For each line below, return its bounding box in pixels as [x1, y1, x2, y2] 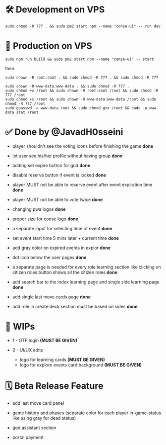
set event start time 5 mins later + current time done [12, 235, 119, 241]
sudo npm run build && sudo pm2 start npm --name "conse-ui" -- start [5, 57, 154, 62]
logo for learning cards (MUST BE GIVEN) [19, 356, 105, 362]
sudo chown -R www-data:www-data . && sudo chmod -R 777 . [5, 84, 130, 89]
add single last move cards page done [12, 294, 91, 300]
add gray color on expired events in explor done [12, 245, 111, 251]
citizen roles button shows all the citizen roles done [12, 269, 118, 275]
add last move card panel [12, 400, 64, 406]
